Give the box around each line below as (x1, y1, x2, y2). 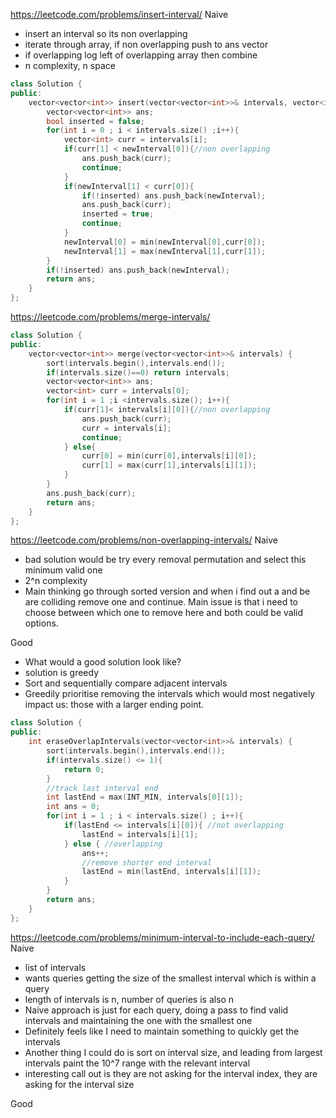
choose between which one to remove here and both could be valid (24, 607, 304, 619)
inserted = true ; (81, 209, 155, 219)
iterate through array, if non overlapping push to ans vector (24, 39, 269, 50)
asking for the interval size (24, 1078, 135, 1090)
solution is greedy (24, 667, 99, 679)
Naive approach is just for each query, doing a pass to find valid (24, 1004, 289, 1016)
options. (24, 617, 59, 629)
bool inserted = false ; (46, 116, 145, 126)
